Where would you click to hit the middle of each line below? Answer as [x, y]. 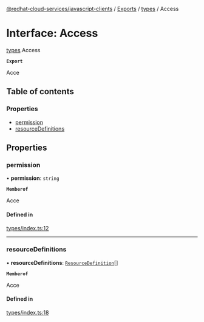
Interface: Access [52, 33]
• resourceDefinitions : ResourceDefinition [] [62, 262]
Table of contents [40, 91]
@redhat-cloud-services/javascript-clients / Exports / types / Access [93, 9]
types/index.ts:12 [28, 228]
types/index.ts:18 [28, 313]
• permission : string [33, 178]
